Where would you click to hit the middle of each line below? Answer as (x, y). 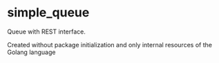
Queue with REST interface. (47, 32)
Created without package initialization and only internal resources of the (110, 45)
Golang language (31, 52)
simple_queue (48, 13)
